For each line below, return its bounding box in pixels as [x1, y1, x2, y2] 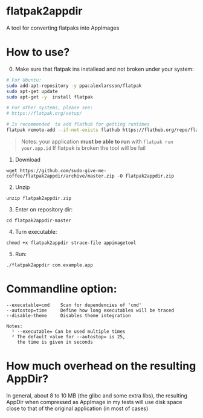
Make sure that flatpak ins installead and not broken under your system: [14, 65, 195, 72]
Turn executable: [14, 228, 57, 235]
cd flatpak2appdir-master [6, 217, 71, 223]
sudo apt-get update [6, 88, 59, 94]
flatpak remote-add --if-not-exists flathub [6, 127, 120, 133]
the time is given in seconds [17, 339, 94, 345]
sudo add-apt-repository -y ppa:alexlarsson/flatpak [6, 83, 142, 89]
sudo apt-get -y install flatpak [6, 94, 94, 100]
